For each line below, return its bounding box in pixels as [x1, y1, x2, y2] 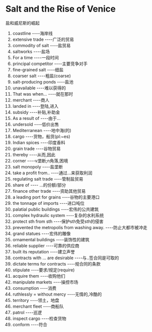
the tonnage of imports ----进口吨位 [12, 200, 84, 206]
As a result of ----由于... [12, 115, 61, 121]
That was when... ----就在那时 [12, 91, 73, 97]
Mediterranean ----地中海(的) [12, 127, 72, 133]
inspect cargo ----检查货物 [12, 315, 67, 321]
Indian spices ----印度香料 [12, 139, 66, 145]
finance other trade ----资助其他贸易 [12, 188, 86, 194]
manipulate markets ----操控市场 [12, 279, 78, 285]
